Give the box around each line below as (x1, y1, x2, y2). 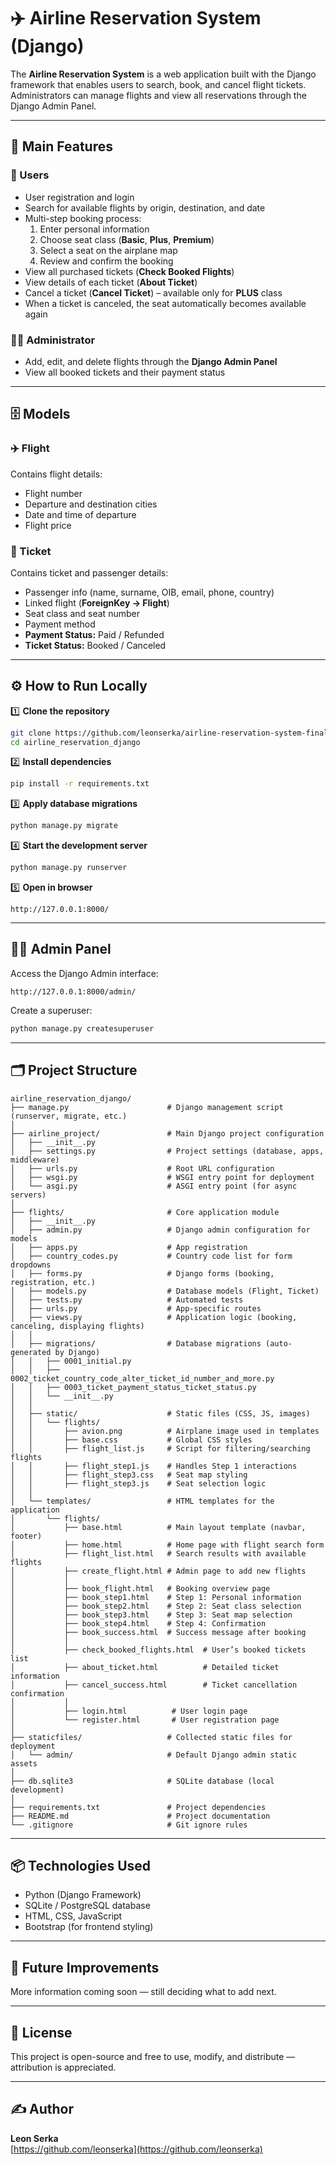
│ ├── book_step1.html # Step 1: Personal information (10, 1592, 302, 1602)
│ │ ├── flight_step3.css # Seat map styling (10, 1470, 248, 1480)
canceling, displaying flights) (10, 1321, 145, 1331)
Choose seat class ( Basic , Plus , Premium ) (39, 233, 215, 245)
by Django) (54, 1347, 101, 1357)
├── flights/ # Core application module (10, 1207, 280, 1217)
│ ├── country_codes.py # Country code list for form (10, 1251, 293, 1261)
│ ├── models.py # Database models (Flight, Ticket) (10, 1286, 320, 1296)
